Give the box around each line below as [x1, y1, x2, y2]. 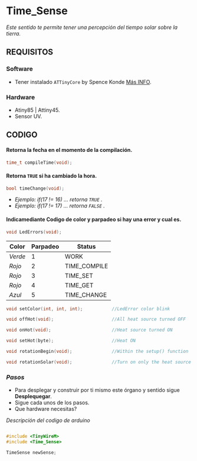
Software [6, 65, 34, 73]
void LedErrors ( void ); [6, 229, 62, 235]
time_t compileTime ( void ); [6, 160, 73, 165]
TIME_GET [64, 281, 94, 289]
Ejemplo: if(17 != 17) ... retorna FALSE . [14, 202, 105, 209]
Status [77, 242, 96, 251]
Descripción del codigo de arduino [6, 417, 90, 424]
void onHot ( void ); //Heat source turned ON [6, 327, 173, 333]
